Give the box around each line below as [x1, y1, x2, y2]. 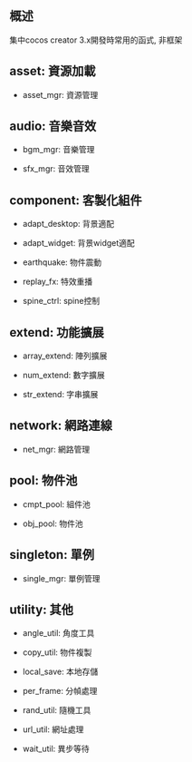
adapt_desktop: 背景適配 [22, 219, 115, 230]
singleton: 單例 [9, 547, 95, 562]
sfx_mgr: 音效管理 [22, 163, 90, 174]
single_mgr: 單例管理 [22, 572, 101, 583]
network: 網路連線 [9, 418, 113, 434]
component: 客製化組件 [9, 192, 142, 208]
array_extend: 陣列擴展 [22, 350, 108, 361]
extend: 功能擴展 [9, 325, 104, 340]
